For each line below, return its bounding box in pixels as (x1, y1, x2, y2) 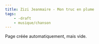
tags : (5, 11, 16, 16)
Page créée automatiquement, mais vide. (5, 33, 87, 39)
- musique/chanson (14, 20, 51, 25)
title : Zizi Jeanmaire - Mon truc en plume (5, 7, 95, 12)
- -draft (14, 16, 32, 21)
